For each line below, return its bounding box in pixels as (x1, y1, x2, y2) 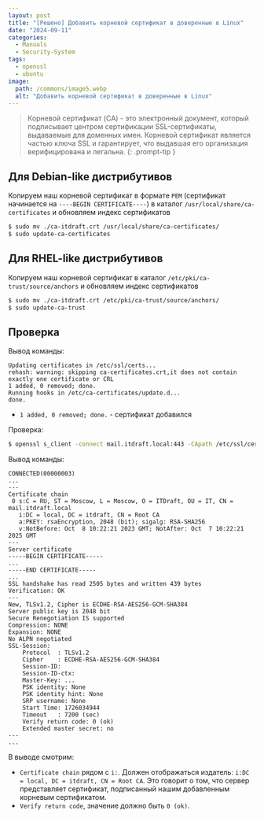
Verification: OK (8, 587, 65, 595)
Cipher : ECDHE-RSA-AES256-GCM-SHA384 (22, 656, 159, 664)
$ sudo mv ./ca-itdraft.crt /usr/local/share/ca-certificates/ (8, 223, 220, 231)
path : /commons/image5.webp (15, 84, 108, 93)
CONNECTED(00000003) (8, 470, 76, 478)
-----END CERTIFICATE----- (8, 566, 97, 575)
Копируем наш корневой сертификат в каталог (8, 272, 167, 282)
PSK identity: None (22, 683, 86, 691)
